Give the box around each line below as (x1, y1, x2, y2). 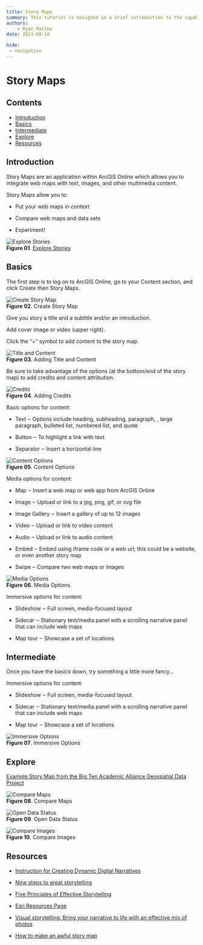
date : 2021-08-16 (6, 31, 50, 37)
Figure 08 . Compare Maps (6, 798, 72, 805)
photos (14, 920, 33, 927)
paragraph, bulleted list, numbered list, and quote (14, 421, 138, 429)
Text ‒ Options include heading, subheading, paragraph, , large (14, 415, 173, 423)
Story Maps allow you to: (6, 191, 68, 198)
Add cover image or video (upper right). (6, 325, 106, 333)
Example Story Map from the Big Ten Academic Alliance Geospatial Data (6, 773, 187, 780)
